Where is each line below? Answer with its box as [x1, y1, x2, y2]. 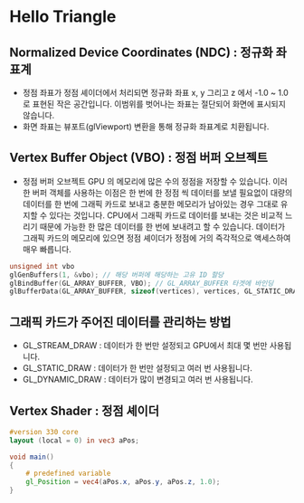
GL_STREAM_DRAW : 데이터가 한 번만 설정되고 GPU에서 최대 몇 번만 [22, 340, 268, 351]
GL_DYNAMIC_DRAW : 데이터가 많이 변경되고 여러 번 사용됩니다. [22, 374, 253, 385]
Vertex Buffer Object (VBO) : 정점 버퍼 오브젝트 [9, 150, 269, 166]
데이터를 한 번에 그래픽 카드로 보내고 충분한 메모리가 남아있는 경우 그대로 [22, 198, 279, 209]
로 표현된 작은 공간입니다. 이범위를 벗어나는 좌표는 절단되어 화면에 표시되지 [22, 99, 287, 109]
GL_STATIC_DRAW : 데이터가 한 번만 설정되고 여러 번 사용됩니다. [22, 363, 253, 374]
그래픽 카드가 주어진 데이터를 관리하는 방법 [9, 314, 232, 329]
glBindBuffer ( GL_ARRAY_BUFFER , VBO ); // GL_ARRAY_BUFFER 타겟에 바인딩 [9, 279, 274, 288]
